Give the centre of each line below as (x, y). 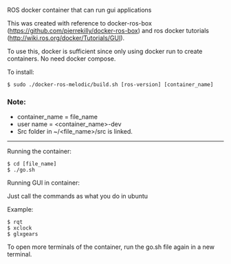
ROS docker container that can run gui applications (79, 10)
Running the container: (40, 152)
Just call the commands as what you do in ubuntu (78, 196)
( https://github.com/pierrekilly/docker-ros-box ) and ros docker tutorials (108, 31)
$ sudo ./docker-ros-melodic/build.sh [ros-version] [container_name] (110, 85)
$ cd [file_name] (32, 164)
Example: (20, 210)
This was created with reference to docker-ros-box (80, 23)
